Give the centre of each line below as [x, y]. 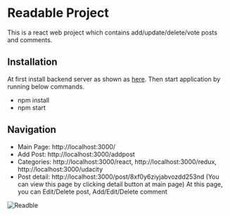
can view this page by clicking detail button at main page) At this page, [120, 184]
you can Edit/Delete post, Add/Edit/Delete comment [92, 191]
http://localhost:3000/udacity [60, 169]
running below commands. [46, 87]
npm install [33, 100]
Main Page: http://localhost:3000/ [66, 146]
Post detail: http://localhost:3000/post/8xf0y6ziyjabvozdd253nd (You [118, 177]
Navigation [32, 130]
